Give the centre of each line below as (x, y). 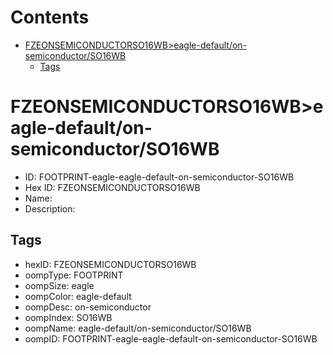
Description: (50, 208)
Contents (50, 17)
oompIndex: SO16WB (68, 317)
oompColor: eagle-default (78, 296)
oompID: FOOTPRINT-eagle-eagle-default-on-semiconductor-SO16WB (171, 338)
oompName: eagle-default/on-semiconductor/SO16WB (138, 328)
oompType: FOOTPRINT (74, 275)
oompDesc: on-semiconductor (88, 307)
